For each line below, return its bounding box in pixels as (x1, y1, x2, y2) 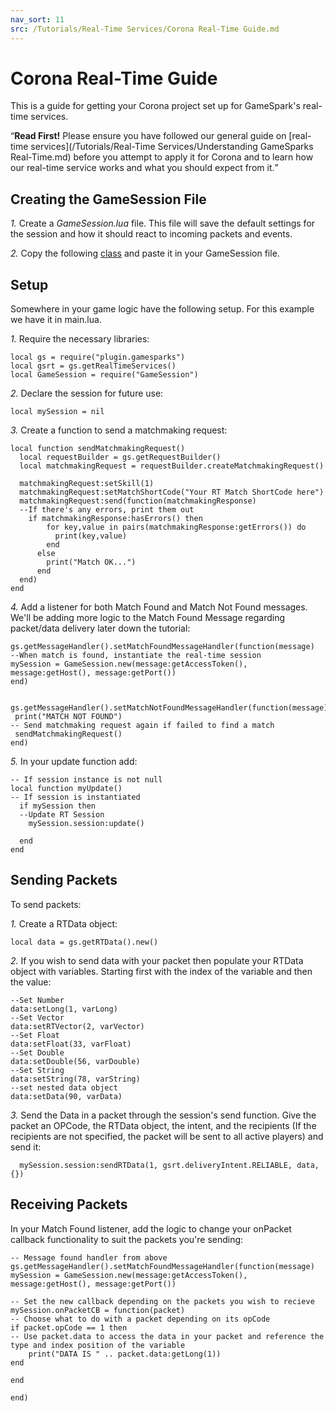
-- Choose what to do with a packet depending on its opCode (10, 1314, 271, 1324)
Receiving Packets (10, 1196, 128, 1213)
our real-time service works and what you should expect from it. (10, 162, 275, 174)
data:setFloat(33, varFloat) (10, 1039, 132, 1049)
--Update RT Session (19, 810, 105, 820)
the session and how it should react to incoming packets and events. (10, 228, 293, 240)
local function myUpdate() (10, 784, 123, 794)
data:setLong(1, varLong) (10, 1004, 118, 1014)
